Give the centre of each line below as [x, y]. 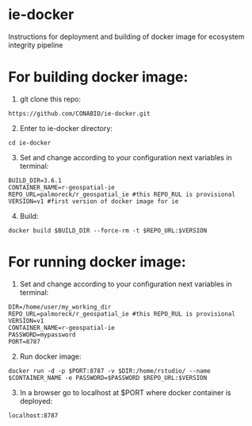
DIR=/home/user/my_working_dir [60, 307]
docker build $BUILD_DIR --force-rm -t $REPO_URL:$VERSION [108, 230]
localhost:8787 [33, 415]
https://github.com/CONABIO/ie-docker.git [79, 113]
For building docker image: [98, 77]
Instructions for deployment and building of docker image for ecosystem [126, 36]
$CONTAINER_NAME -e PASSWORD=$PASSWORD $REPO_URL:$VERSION [108, 378]
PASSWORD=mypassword [42, 335]
